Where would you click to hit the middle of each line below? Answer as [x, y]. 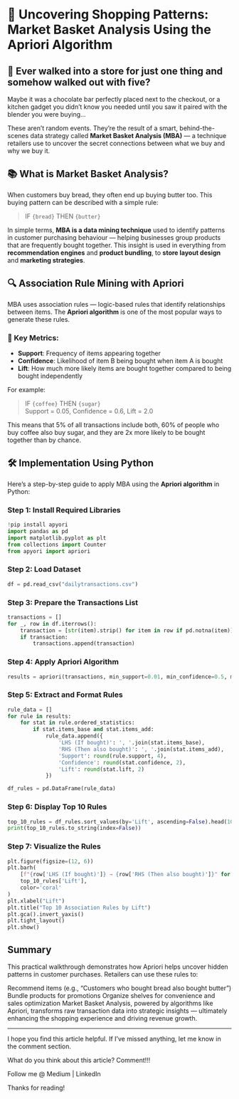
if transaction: [44, 637]
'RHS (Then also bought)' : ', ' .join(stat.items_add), [141, 749]
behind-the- [197, 128]
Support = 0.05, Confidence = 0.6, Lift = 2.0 [89, 411]
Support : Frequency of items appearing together [89, 353]
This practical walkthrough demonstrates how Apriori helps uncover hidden [118, 967]
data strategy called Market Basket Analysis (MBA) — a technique [128, 136]
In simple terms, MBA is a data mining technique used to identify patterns [116, 230]
